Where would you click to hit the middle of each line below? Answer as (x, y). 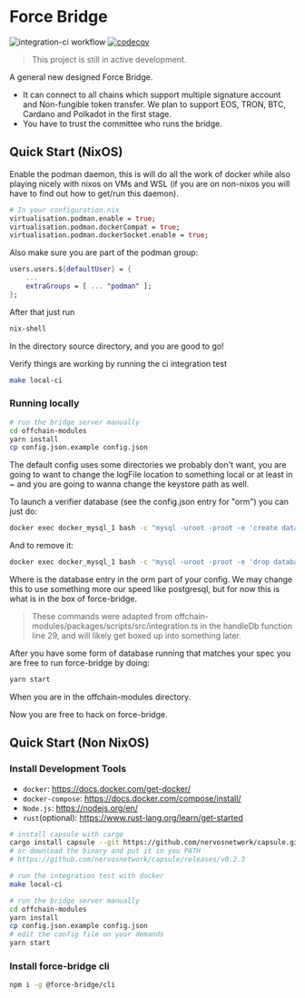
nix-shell (28, 329)
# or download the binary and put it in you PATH (105, 851)
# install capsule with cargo (67, 834)
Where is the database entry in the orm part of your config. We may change (151, 579)
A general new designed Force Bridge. (81, 77)
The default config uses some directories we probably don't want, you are (148, 465)
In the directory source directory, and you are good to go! (117, 346)
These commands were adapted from (102, 617)
